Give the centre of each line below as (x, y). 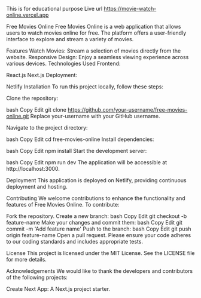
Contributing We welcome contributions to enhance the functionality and (96, 198)
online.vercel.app (28, 15)
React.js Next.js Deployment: (42, 75)
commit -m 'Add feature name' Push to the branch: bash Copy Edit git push (99, 229)
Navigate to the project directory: (47, 128)
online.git (18, 116)
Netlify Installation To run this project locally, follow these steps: (85, 87)
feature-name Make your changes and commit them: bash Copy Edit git (94, 222)
